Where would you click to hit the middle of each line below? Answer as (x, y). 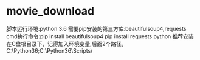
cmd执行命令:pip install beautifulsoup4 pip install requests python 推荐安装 (100, 36)
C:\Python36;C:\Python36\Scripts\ (50, 50)
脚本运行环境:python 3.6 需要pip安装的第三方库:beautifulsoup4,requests (96, 28)
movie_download (50, 11)
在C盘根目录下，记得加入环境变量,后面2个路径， (67, 44)
